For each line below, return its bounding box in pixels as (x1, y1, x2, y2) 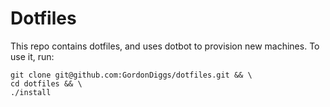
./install (10, 87, 52, 97)
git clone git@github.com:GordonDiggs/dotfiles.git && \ (10, 70, 253, 80)
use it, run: (10, 50, 55, 62)
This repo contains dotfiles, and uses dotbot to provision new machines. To (10, 40, 320, 52)
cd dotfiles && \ (10, 78, 83, 89)
